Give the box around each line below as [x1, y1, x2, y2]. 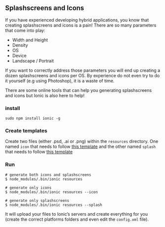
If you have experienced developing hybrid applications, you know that [5, 17, 149, 23]
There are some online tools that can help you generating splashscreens [5, 87, 152, 93]
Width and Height [12, 37, 48, 43]
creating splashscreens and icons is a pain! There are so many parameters [5, 22, 157, 28]
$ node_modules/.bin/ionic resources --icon [5, 189, 98, 195]
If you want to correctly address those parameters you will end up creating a [5, 67, 161, 73]
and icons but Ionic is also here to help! [5, 92, 85, 98]
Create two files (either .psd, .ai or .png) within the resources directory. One [5, 139, 159, 144]
